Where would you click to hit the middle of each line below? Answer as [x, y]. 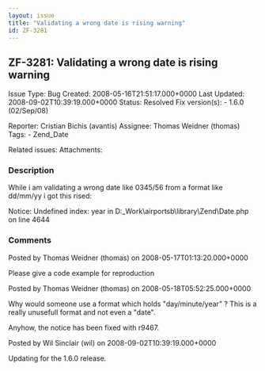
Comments [30, 240]
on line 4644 [29, 220]
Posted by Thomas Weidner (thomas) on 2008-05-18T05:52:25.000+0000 [130, 288]
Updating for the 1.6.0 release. [57, 358]
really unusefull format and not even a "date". [82, 312]
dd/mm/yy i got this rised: [50, 196]
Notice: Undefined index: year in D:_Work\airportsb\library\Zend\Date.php [129, 212]
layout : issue [32, 15]
